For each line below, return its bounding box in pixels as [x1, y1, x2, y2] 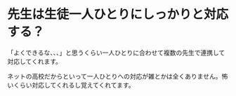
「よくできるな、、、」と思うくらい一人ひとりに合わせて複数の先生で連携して [7, 48, 225, 57]
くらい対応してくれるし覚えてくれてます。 [13, 81, 135, 89]
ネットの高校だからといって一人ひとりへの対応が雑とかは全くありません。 [7, 71, 222, 81]
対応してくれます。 [7, 57, 62, 65]
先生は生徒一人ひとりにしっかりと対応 [7, 6, 229, 22]
